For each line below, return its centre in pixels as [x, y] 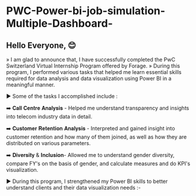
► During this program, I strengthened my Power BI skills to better [87, 181]
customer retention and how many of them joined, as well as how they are [97, 137]
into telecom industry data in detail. [49, 116]
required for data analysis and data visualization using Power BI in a [89, 78]
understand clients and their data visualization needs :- [74, 187]
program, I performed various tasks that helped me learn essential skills [94, 72]
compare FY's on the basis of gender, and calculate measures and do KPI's [98, 163]
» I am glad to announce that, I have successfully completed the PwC [91, 60]
